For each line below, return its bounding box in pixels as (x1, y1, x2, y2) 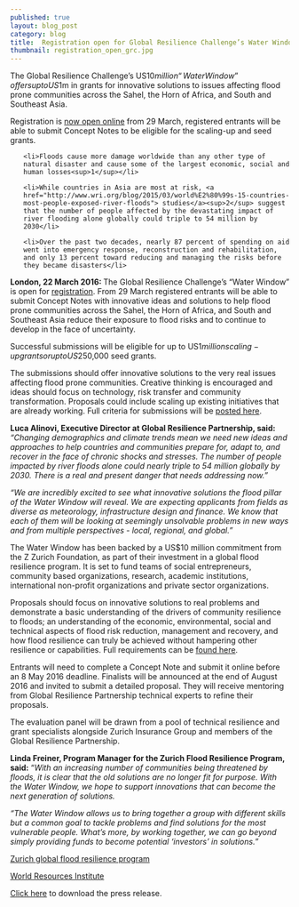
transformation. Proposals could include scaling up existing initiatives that (10, 397, 279, 407)
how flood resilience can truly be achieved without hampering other (10, 635, 258, 646)
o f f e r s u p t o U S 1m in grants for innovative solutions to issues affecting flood (10, 80, 281, 91)
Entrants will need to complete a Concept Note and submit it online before (10, 662, 280, 672)
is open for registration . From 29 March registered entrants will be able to (10, 286, 278, 297)
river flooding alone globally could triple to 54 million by (22, 214, 258, 223)
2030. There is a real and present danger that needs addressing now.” (10, 470, 269, 481)
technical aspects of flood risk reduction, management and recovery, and (10, 626, 279, 637)
